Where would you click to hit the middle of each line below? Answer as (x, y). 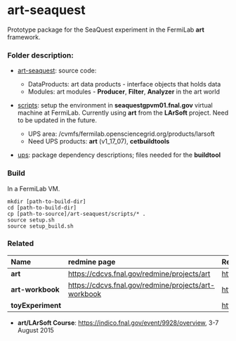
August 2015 (35, 330)
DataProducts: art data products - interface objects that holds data (124, 84)
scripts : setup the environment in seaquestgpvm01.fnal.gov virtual (115, 105)
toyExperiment (36, 305)
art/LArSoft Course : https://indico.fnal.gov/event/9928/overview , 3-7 (118, 323)
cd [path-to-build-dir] (42, 207)
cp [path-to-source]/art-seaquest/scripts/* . (77, 214)
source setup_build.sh (40, 226)
